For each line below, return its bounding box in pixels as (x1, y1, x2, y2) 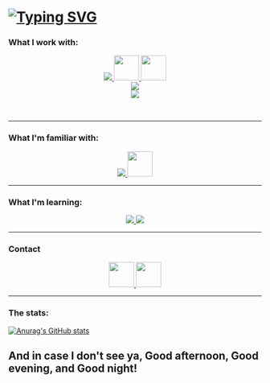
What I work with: (8, 37, 79, 48)
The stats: (8, 307, 49, 319)
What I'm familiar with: (8, 133, 99, 144)
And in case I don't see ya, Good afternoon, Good (8, 349, 259, 363)
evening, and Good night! (8, 362, 138, 376)
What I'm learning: (8, 196, 83, 208)
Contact (8, 244, 41, 254)
